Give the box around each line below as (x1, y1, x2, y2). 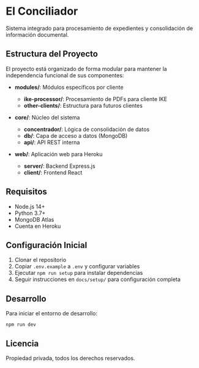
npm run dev (6, 321, 36, 328)
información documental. (6, 31, 69, 38)
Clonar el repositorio (14, 256, 67, 264)
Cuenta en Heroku (14, 222, 61, 230)
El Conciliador (6, 4, 78, 18)
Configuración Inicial (6, 240, 88, 250)
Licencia (6, 338, 39, 348)
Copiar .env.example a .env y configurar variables (14, 263, 140, 270)
